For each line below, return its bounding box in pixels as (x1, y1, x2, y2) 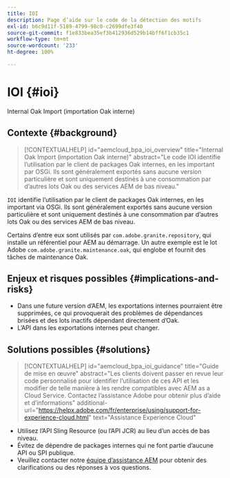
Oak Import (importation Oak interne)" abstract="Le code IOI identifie (23, 152, 221, 161)
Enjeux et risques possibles (7, 273, 128, 285)
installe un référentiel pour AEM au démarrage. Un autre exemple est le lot (7, 238, 218, 246)
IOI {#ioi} (7, 84, 60, 100)
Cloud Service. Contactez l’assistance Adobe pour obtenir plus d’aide (23, 391, 221, 400)
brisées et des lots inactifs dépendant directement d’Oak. (17, 317, 180, 325)
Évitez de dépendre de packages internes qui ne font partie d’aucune (17, 441, 213, 450)
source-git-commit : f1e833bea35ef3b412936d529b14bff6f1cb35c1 (7, 29, 189, 37)
